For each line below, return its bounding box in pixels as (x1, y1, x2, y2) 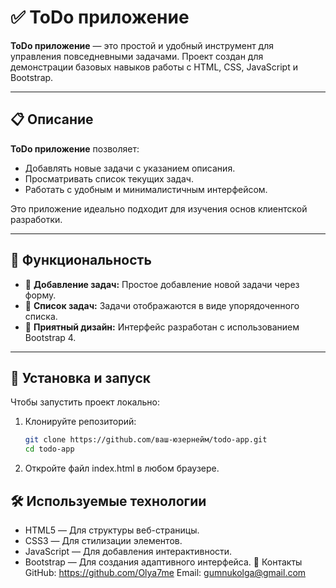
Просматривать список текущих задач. (24, 172, 194, 185)
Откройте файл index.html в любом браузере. (24, 462, 220, 475)
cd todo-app (24, 444, 75, 455)
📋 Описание (10, 111, 94, 128)
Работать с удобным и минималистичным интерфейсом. (24, 183, 268, 195)
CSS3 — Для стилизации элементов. (24, 534, 183, 546)
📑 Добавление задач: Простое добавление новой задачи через (24, 278, 300, 290)
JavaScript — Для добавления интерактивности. (24, 545, 233, 557)
